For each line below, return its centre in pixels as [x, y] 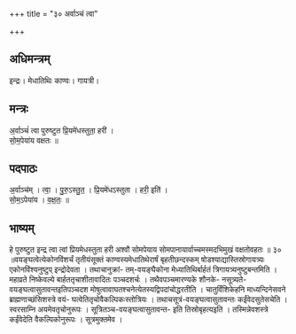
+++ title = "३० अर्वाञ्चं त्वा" [54, 14]
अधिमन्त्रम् [30, 59]
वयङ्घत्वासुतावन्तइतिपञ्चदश [49, 290]
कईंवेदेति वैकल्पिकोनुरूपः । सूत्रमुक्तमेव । [66, 320]
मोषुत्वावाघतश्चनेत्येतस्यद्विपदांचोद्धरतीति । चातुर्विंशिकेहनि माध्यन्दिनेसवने [188, 290]
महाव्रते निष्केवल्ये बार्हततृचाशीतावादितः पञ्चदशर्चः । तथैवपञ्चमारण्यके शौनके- [114, 280]
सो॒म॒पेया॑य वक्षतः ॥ [34, 140]
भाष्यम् [22, 228]
